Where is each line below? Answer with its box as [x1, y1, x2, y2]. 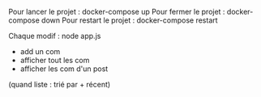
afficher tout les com [19, 56, 90, 65]
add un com [19, 47, 61, 56]
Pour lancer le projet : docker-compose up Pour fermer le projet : [8, 7, 225, 16]
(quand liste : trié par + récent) [8, 80, 111, 89]
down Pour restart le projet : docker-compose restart [41, 15, 218, 25]
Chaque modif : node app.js [8, 32, 101, 40]
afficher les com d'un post [19, 64, 109, 74]
